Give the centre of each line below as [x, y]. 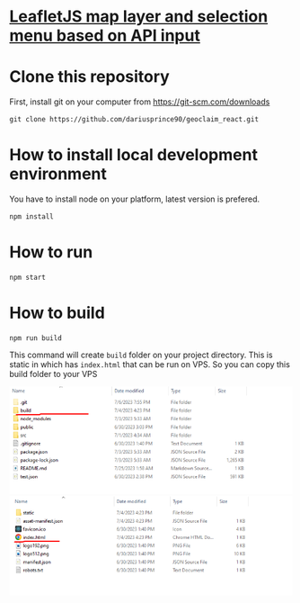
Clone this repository [90, 77]
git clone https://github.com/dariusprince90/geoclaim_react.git [134, 120]
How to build [57, 313]
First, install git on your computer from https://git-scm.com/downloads [140, 102]
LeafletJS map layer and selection [139, 17]
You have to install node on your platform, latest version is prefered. [135, 199]
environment [58, 174]
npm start [28, 277]
